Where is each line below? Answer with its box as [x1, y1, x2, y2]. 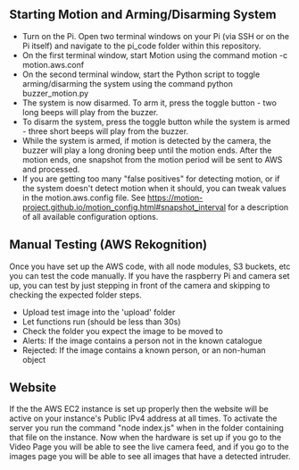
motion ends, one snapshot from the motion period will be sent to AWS [21, 154, 283, 164]
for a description [227, 201, 289, 213]
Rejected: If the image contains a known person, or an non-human [21, 344, 266, 356]
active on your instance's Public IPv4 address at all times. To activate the [9, 413, 278, 424]
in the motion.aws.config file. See [21, 192, 145, 203]
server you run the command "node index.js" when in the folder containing [9, 423, 284, 433]
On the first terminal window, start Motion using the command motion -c [21, 49, 288, 61]
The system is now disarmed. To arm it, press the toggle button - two [21, 97, 277, 108]
